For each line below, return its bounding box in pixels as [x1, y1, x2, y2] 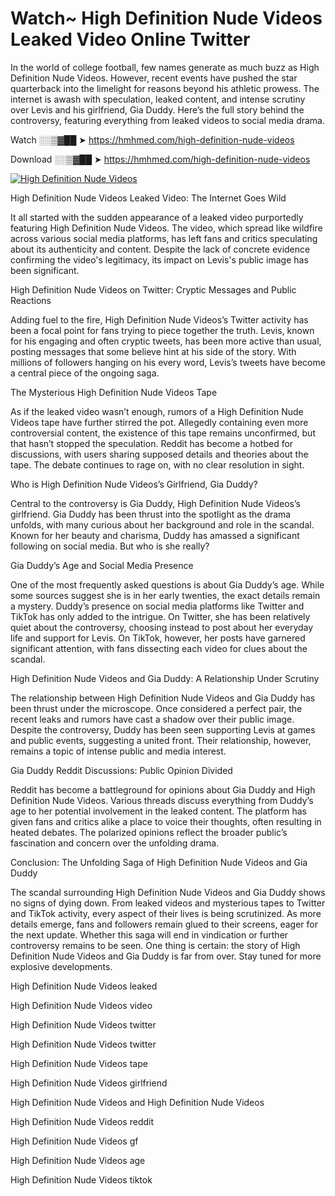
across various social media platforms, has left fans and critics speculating [10, 232, 318, 244]
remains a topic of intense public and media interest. [10, 745, 227, 757]
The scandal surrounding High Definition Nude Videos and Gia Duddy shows [10, 886, 326, 898]
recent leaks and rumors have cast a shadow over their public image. [10, 713, 295, 725]
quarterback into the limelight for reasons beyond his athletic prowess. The [10, 82, 320, 94]
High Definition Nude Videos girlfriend [10, 1077, 168, 1089]
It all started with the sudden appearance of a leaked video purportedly [10, 211, 304, 223]
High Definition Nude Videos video [10, 999, 153, 1011]
